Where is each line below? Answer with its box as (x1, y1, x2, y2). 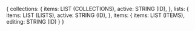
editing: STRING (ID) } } (6, 18, 65, 25)
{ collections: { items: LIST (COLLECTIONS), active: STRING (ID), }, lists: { (6, 5, 190, 12)
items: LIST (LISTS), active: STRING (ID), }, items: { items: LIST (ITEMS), (6, 12, 185, 19)
